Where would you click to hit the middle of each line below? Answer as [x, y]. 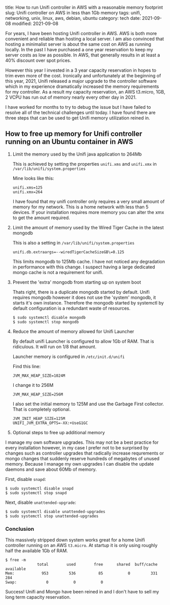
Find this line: [27, 366]
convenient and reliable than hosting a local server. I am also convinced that [84, 39]
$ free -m [16, 560]
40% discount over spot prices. [38, 60]
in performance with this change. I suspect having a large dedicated [84, 267]
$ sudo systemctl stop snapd [36, 493]
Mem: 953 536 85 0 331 [81, 573]
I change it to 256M [33, 385]
